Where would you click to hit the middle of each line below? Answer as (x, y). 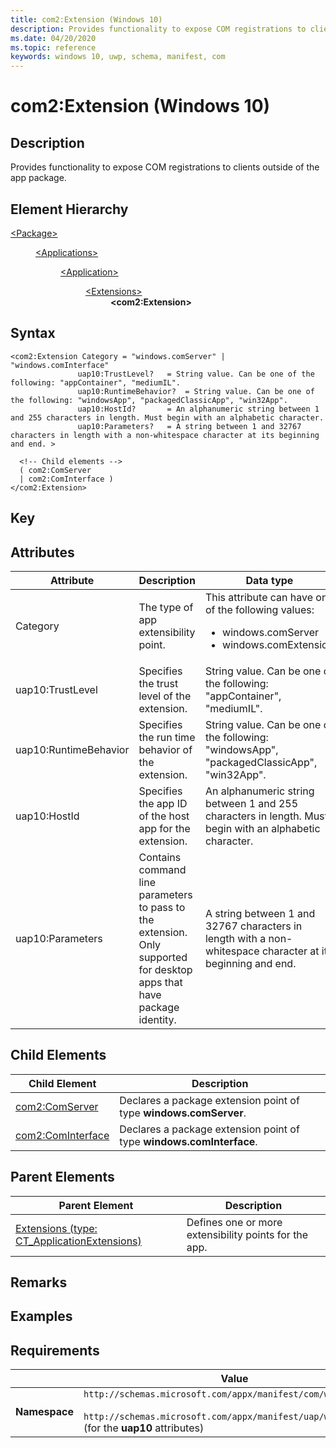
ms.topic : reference (53, 47)
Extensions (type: (56, 1228)
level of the (165, 696)
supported (163, 957)
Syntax (33, 333)
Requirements (55, 1350)
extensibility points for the (247, 1234)
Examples (41, 1316)
